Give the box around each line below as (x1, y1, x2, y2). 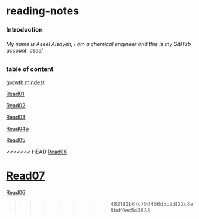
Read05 (6, 136, 26, 144)
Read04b (6, 125, 29, 132)
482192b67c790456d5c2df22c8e (110, 200, 194, 207)
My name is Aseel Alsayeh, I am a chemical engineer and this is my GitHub (6, 40, 191, 47)
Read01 (6, 90, 25, 97)
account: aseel (6, 47, 43, 54)
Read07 (6, 169, 45, 183)
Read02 (6, 101, 26, 109)
